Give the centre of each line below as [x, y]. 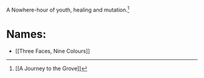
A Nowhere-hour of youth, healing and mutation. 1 [68, 9]
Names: [26, 34]
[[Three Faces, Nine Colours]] [52, 51]
